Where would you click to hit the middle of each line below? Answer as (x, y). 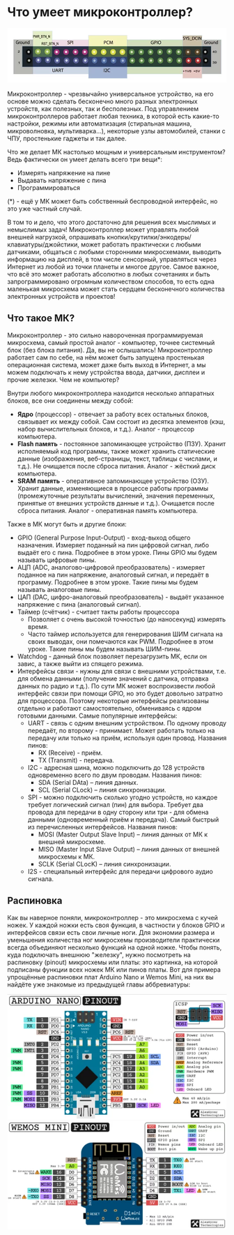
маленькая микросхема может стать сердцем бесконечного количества (116, 289)
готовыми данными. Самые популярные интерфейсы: (97, 716)
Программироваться (48, 187)
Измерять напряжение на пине (64, 172)
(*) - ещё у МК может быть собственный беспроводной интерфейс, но (112, 201)
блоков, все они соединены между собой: (70, 400)
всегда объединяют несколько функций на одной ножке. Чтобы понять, (115, 947)
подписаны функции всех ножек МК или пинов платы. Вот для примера (114, 969)
